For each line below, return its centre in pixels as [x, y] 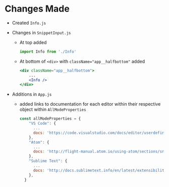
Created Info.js [29, 23]
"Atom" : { [39, 142]
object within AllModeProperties [53, 110]
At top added [33, 42]
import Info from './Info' [48, 52]
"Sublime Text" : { [48, 161]
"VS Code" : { [43, 124]
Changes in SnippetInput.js [41, 32]
